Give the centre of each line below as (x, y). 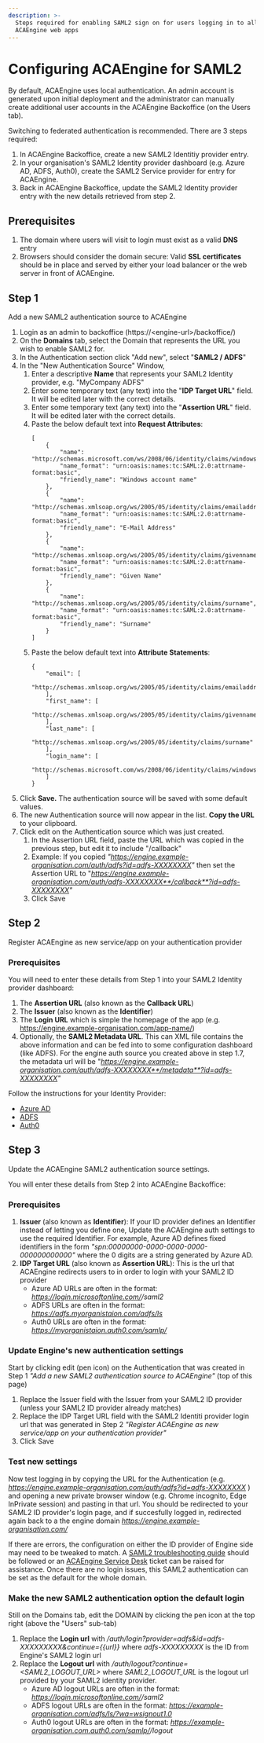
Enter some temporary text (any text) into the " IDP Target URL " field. (142, 391)
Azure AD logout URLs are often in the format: (106, 1689)
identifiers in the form (54, 1247)
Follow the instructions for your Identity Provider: (87, 1094)
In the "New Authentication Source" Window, (92, 365)
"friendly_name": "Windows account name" (128, 479)
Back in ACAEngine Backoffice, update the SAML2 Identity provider (128, 188)
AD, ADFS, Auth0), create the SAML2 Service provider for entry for (128, 171)
